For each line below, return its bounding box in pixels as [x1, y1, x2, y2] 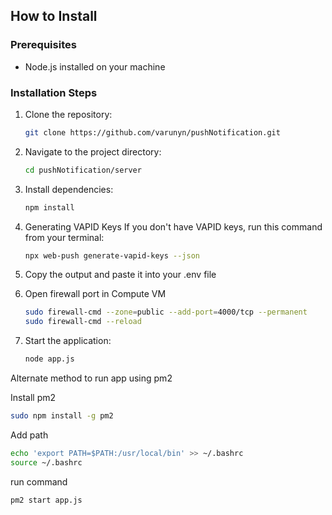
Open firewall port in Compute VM [24, 288, 167, 300]
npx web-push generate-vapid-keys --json [24, 250, 200, 261]
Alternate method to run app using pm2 [10, 372, 173, 384]
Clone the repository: [24, 108, 113, 120]
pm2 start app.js [10, 495, 83, 505]
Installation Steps [10, 85, 98, 99]
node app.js [24, 354, 75, 364]
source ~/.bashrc [10, 457, 83, 468]
